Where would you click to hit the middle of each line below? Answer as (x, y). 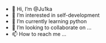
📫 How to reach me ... (39, 34)
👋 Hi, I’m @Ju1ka (32, 9)
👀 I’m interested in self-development (56, 15)
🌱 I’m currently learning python (49, 21)
